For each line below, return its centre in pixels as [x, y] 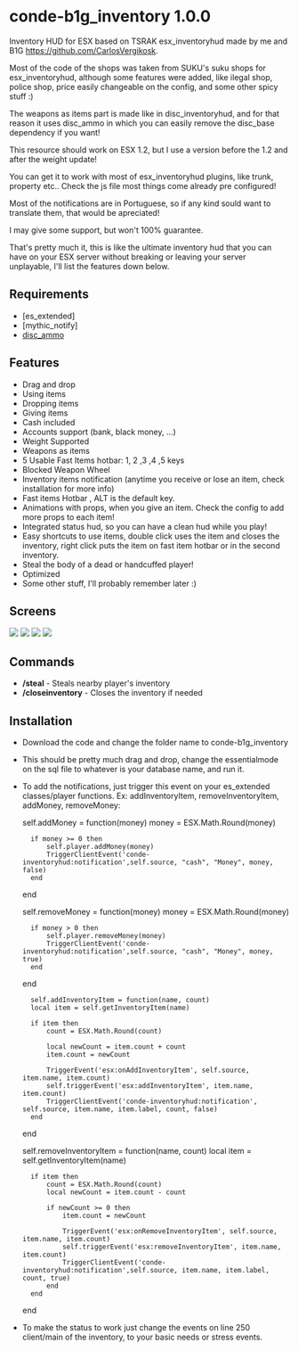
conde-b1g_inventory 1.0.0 [110, 16]
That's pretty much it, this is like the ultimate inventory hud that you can [141, 247]
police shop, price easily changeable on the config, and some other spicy [144, 86]
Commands [42, 662]
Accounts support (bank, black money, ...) [99, 432]
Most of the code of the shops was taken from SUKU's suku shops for [138, 68]
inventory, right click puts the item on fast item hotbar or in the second [151, 545]
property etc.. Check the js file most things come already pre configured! [143, 185]
